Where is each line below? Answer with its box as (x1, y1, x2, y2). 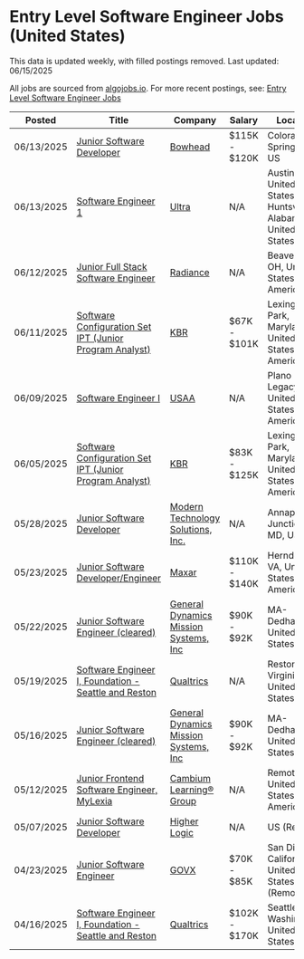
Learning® (169, 783, 214, 796)
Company (173, 113, 217, 126)
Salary (229, 113, 259, 126)
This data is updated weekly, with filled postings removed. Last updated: (9, 55, 280, 66)
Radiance (169, 265, 210, 278)
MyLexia (76, 794, 113, 807)
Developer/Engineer (76, 571, 161, 584)
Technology (169, 512, 221, 524)
